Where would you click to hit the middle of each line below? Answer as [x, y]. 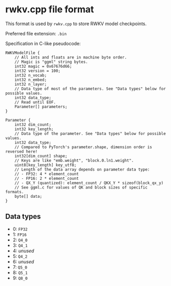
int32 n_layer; [31, 84]
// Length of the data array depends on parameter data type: [82, 169]
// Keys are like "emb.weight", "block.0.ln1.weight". [74, 160]
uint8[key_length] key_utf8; [46, 165]
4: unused [23, 251]
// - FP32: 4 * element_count [47, 174]
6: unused [23, 261]
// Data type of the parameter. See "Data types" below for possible [90, 134]
